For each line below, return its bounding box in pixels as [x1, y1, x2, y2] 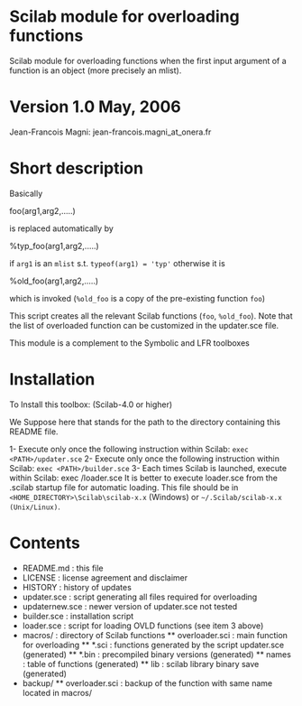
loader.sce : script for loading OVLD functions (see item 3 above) [22, 620, 264, 631]
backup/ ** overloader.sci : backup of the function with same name [22, 677, 273, 688]
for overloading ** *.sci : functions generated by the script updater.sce [22, 639, 285, 650]
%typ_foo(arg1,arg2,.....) [9, 240, 99, 251]
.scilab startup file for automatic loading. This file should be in [9, 481, 239, 493]
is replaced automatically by [9, 223, 114, 234]
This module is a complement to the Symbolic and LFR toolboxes [9, 337, 251, 348]
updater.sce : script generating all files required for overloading [22, 591, 258, 602]
